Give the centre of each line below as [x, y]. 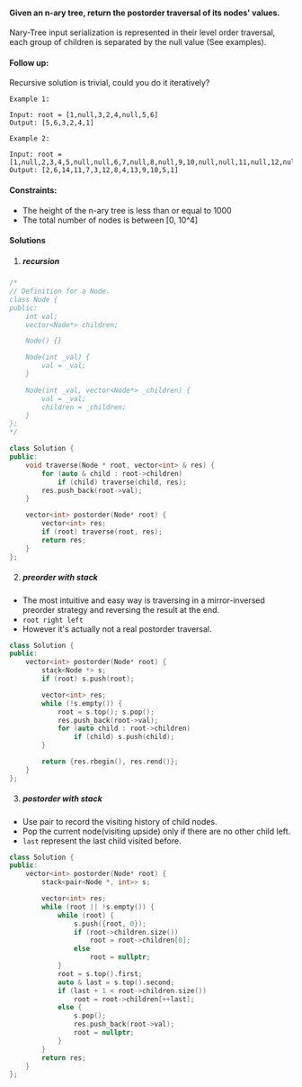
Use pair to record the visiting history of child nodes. [120, 821]
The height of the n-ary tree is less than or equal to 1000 [127, 210]
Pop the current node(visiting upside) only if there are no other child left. [156, 831]
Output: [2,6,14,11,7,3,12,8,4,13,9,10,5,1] [94, 170]
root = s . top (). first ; [100, 973]
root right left [53, 620]
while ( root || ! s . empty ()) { [98, 907]
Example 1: [30, 99]
